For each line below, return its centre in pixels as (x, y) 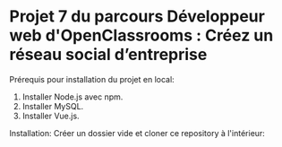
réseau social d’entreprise (108, 55)
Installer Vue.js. (51, 116)
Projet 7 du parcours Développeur (137, 17)
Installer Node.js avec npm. (73, 97)
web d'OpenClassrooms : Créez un (141, 35)
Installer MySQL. (53, 106)
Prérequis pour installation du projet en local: (92, 79)
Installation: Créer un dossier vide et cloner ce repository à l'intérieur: (137, 133)
